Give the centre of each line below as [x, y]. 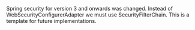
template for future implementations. [52, 21]
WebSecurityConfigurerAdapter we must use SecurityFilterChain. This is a [98, 15]
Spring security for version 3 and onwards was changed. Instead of [89, 9]
